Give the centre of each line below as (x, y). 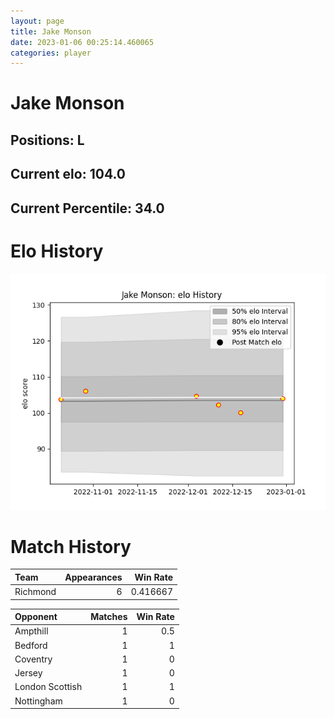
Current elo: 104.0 (68, 174)
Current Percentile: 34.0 (87, 208)
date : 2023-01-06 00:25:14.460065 (82, 42)
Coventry (33, 659)
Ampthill (31, 631)
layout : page (37, 21)
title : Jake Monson (51, 31)
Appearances (93, 577)
